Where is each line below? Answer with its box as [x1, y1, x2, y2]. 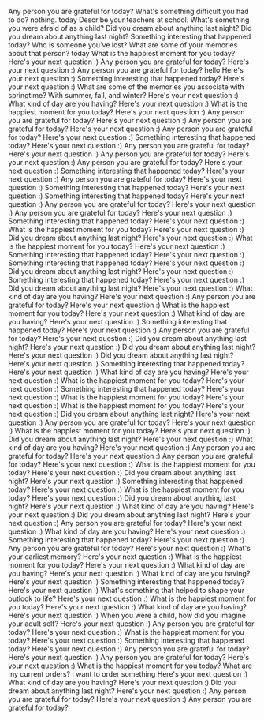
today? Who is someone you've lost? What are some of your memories [8, 40, 238, 50]
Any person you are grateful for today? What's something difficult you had [8, 7, 250, 16]
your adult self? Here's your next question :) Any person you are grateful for [8, 619, 255, 628]
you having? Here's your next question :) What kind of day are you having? [8, 568, 251, 578]
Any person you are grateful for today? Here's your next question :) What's [8, 544, 251, 553]
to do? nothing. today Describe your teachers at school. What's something [8, 15, 250, 24]
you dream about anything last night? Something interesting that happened [8, 32, 251, 41]
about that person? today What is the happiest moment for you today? [8, 49, 236, 58]
